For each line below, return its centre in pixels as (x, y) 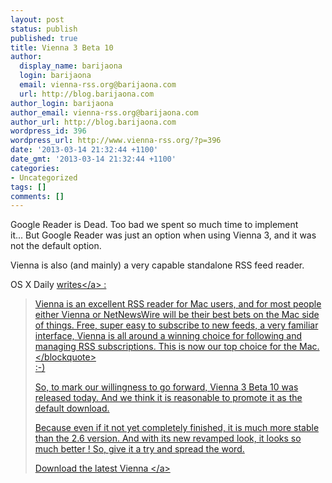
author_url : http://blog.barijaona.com (93, 122)
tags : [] (28, 187)
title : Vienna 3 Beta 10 (62, 47)
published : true (44, 38)
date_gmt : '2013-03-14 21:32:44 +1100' (93, 159)
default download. (72, 408)
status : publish (44, 29)
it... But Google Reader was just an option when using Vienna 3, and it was (163, 235)
